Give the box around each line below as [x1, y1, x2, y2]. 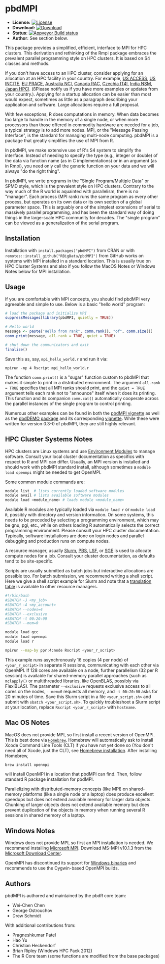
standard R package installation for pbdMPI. [5, 776, 95, 782]
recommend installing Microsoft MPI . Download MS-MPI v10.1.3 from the [5, 845, 152, 851]
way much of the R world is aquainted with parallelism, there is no [5, 188, 139, 194]
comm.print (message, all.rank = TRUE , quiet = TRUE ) [5, 334, 116, 339]
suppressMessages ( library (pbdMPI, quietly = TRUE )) [5, 315, 113, 320]
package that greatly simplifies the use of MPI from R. [5, 137, 114, 144]
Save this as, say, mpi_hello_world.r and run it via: [5, 356, 108, 362]
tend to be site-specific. [5, 558, 54, 564]
